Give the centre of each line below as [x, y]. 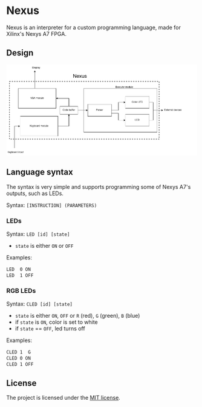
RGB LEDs [21, 290]
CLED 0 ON [19, 358]
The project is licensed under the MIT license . [64, 398]
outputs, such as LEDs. [35, 193]
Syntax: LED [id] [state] [38, 234]
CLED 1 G [19, 352]
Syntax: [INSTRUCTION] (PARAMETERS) [52, 205]
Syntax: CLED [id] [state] [39, 304]
